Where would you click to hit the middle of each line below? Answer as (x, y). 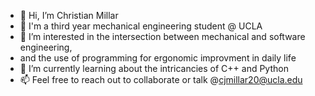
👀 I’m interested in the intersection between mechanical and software (162, 36)
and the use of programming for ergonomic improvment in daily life (158, 58)
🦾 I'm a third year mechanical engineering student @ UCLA (141, 26)
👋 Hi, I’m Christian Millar (69, 15)
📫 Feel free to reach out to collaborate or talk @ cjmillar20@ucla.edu (161, 79)
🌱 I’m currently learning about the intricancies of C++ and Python (154, 68)
